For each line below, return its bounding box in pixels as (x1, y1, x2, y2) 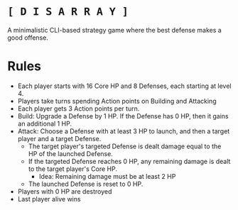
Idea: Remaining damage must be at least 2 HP (38, 172, 176, 180)
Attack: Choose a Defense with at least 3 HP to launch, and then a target (17, 126, 230, 136)
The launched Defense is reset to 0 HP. (28, 179, 144, 188)
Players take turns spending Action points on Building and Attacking (17, 96, 217, 105)
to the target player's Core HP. (28, 165, 117, 173)
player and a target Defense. (17, 134, 102, 143)
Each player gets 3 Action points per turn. (17, 104, 140, 113)
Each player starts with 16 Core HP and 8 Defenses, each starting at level (17, 82, 232, 90)
